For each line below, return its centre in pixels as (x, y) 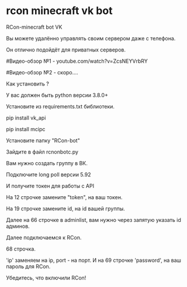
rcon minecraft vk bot (59, 11)
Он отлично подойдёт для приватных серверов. (66, 49)
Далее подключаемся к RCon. (44, 237)
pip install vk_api (26, 118)
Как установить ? (28, 84)
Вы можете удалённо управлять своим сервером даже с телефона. (91, 38)
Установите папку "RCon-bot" (43, 140)
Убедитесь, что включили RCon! (46, 278)
